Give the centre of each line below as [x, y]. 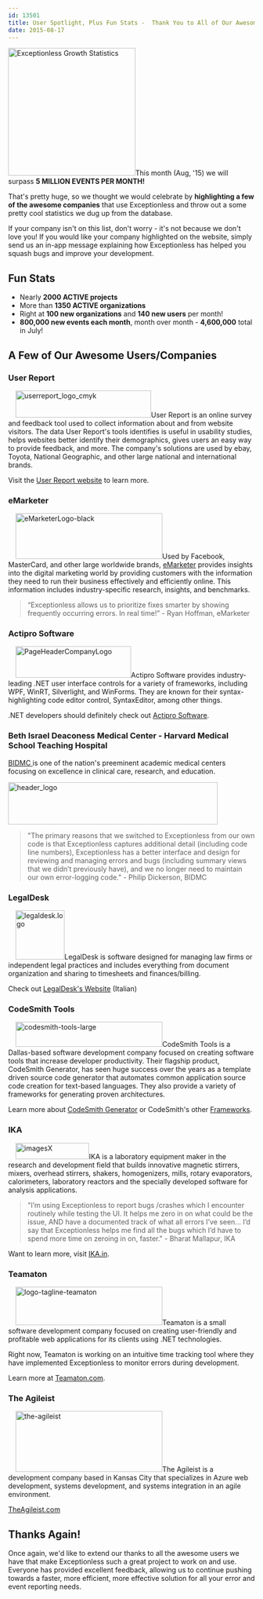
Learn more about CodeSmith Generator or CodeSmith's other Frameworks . [130, 1110]
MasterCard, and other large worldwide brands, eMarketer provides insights [130, 565]
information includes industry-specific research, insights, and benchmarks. [129, 590]
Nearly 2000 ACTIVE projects [68, 297]
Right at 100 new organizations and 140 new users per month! [121, 314]
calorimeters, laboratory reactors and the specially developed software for [128, 1181]
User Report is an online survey [202, 415]
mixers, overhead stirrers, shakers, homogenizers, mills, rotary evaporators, [130, 1173]
